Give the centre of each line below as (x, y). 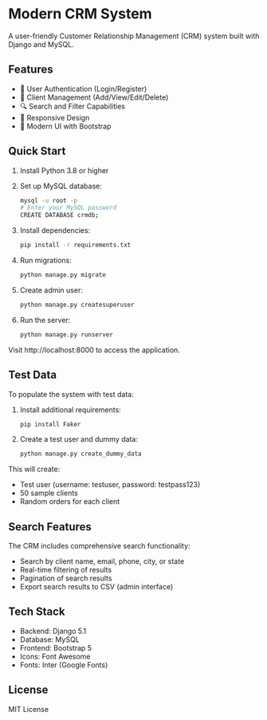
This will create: (34, 469)
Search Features (50, 527)
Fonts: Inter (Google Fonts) (64, 665)
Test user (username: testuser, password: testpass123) (110, 485)
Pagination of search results (66, 578)
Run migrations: (45, 261)
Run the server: (45, 320)
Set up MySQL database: (61, 186)
